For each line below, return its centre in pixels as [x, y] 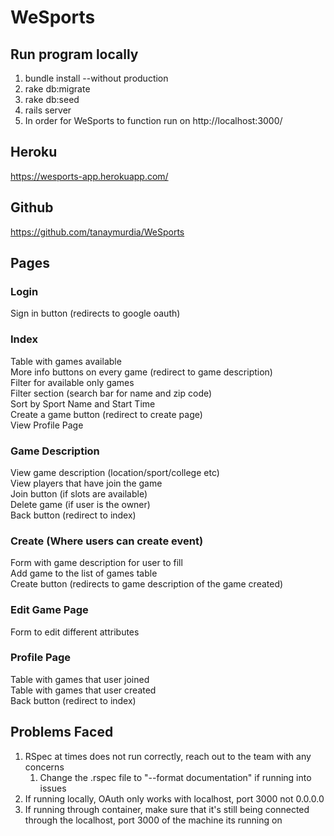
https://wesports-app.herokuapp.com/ [89, 176]
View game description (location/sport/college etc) [115, 472]
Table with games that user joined [80, 679]
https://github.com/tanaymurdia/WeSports [97, 232]
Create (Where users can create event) [107, 541]
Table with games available [66, 361]
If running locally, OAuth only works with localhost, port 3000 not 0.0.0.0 [174, 798]
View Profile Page [47, 425]
